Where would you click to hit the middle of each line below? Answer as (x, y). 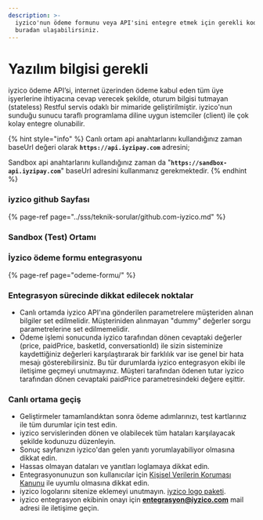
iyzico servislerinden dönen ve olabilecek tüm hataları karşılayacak (127, 433)
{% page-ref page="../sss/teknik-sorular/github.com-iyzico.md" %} (117, 216)
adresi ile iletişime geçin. (59, 508)
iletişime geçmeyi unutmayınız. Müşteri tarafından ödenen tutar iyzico (131, 371)
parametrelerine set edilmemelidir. (75, 329)
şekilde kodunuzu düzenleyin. (67, 442)
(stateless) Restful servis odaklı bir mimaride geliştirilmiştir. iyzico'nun (120, 107)
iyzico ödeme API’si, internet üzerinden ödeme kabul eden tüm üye (116, 90)
